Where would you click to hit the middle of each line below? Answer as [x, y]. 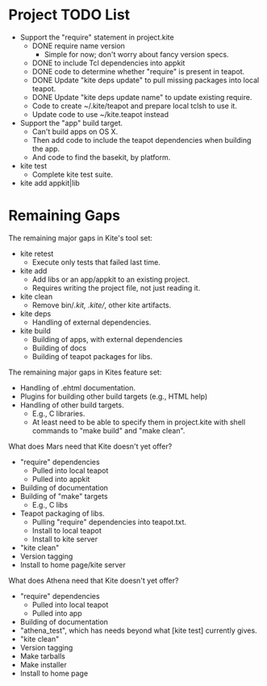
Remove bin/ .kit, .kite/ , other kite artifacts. [102, 305]
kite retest [37, 253]
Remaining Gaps [65, 216]
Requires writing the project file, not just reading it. [116, 287]
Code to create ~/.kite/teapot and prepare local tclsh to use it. [135, 106]
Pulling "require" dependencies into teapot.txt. [109, 521]
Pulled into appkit [61, 479]
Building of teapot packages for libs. [92, 356]
